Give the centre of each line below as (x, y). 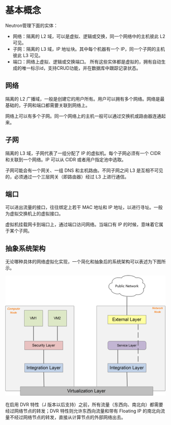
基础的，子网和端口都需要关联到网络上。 (48, 105)
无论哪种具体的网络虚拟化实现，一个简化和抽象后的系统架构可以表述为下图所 (85, 262)
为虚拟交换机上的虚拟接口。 (34, 214)
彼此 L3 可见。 (28, 55)
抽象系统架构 (25, 248)
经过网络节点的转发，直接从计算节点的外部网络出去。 (70, 417)
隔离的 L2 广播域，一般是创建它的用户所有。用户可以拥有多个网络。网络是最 (85, 99)
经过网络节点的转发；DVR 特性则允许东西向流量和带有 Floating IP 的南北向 (83, 411)
